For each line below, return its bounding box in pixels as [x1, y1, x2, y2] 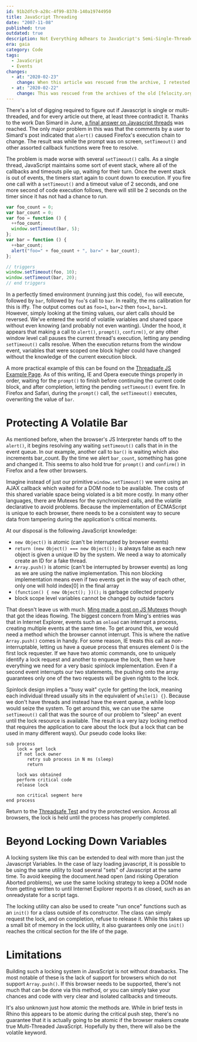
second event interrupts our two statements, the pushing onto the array [6, 668, 179, 675]
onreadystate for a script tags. [6, 891, 79, 898]
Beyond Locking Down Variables [6, 835, 167, 848]
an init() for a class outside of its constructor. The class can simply [6, 909, 172, 916]
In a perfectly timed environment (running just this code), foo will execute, [6, 291, 185, 298]
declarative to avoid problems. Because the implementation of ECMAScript [6, 503, 186, 510]
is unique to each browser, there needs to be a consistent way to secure [6, 509, 181, 517]
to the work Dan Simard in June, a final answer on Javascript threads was [6, 119, 184, 126]
